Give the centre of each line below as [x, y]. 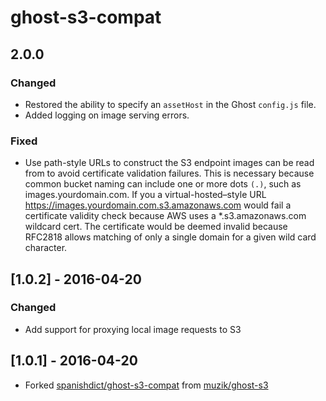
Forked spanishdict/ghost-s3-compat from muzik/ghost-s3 [146, 385]
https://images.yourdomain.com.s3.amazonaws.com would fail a [158, 205]
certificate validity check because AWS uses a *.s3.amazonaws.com [165, 216]
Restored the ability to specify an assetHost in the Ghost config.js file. [170, 104]
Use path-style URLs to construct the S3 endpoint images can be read [169, 163]
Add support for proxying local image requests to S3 [133, 329]
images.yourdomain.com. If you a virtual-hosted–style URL [145, 195]
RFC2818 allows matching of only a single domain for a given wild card [170, 237]
